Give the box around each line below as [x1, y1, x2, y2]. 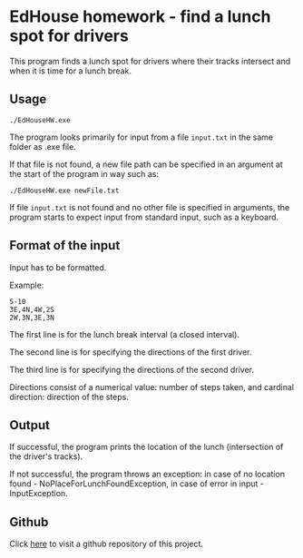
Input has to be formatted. [9, 261, 107, 273]
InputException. [9, 488, 68, 499]
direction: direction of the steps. [9, 391, 129, 402]
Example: [9, 279, 44, 290]
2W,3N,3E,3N [9, 313, 54, 322]
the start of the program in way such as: [9, 168, 159, 179]
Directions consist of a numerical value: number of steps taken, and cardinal [9, 381, 295, 392]
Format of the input [9, 238, 121, 253]
